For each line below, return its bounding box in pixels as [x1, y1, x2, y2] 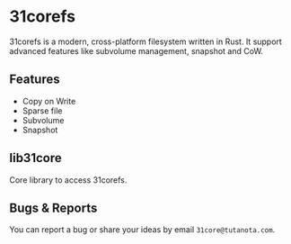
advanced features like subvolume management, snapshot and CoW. [9, 45, 263, 56]
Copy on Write [22, 95, 76, 106]
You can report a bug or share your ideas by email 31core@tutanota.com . [9, 224, 276, 235]
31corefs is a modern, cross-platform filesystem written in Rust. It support [9, 36, 283, 47]
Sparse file [22, 105, 63, 116]
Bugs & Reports [9, 200, 98, 215]
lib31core [9, 150, 63, 166]
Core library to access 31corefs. [9, 174, 128, 185]
